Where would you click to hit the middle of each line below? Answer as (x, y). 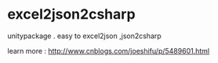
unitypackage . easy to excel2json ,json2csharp (84, 36)
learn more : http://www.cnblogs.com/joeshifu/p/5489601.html (108, 51)
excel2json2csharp (71, 14)
